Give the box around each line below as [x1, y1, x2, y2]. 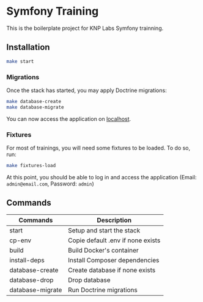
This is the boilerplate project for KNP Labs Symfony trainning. [6, 24, 164, 32]
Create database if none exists [68, 265, 156, 274]
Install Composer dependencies [68, 256, 160, 264]
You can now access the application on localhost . [6, 115, 131, 123]
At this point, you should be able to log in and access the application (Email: [6, 173, 197, 181]
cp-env [9, 236, 32, 245]
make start [6, 58, 34, 65]
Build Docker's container [68, 246, 139, 254]
